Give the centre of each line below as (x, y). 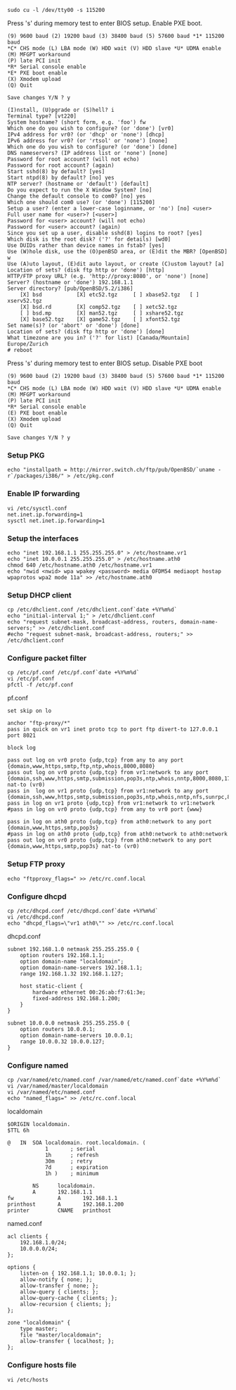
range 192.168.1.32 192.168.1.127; (72, 974)
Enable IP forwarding (44, 494)
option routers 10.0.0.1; (58, 1030)
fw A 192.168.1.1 (63, 1199)
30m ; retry (68, 1161)
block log (22, 748)
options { (22, 1268)
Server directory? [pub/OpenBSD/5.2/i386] (70, 289)
